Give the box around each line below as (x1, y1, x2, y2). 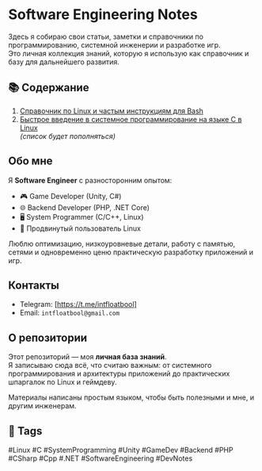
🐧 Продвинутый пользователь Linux (19, 224, 141, 233)
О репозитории (8, 331, 88, 344)
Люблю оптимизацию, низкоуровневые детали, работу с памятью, (8, 239, 236, 248)
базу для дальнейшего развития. (8, 57, 120, 67)
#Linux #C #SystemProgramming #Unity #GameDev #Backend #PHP (8, 446, 234, 454)
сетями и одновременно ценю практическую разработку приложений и (8, 247, 254, 257)
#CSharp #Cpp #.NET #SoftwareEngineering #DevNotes (8, 454, 193, 463)
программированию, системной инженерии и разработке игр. (8, 40, 221, 49)
